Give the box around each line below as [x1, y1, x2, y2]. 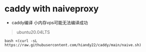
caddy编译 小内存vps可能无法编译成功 [11, 20, 88, 25]
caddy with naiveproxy [4, 3, 99, 14]
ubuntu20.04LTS [16, 29, 50, 35]
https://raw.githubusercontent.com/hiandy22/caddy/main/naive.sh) [4, 42, 142, 47]
